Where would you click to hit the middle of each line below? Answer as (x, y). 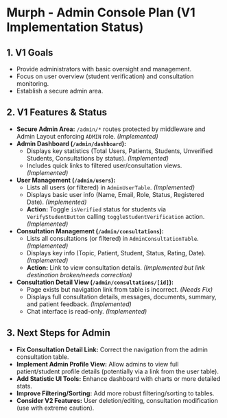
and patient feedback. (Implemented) (79, 304)
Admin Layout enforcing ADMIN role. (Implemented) (87, 136)
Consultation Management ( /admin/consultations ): (90, 231)
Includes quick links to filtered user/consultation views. (104, 165)
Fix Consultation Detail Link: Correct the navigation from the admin (112, 349)
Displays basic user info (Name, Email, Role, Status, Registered (115, 194)
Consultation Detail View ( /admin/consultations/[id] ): (95, 282)
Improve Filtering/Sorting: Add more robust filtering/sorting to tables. (115, 393)
